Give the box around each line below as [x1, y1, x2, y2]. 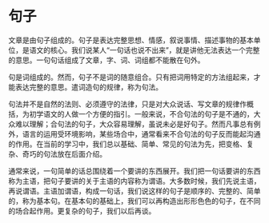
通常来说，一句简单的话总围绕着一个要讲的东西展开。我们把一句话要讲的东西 [8, 165, 261, 176]
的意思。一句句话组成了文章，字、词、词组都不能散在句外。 [8, 55, 205, 65]
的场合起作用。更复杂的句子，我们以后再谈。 [8, 205, 156, 216]
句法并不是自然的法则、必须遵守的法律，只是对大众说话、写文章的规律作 [8, 99, 247, 109]
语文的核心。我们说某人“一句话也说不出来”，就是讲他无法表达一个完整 [29, 45, 260, 54]
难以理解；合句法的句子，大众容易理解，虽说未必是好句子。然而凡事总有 [14, 119, 254, 129]
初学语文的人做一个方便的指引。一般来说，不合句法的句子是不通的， [29, 109, 254, 118]
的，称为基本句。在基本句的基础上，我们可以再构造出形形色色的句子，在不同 [8, 196, 261, 205]
